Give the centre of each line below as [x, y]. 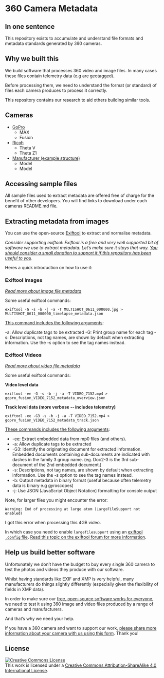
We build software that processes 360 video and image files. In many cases [81, 70]
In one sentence [30, 27]
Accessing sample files [41, 184]
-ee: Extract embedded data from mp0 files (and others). [69, 439]
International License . [27, 671]
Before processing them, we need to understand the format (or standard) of [81, 85]
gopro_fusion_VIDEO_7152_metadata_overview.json [55, 398]
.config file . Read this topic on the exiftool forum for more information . [76, 537]
